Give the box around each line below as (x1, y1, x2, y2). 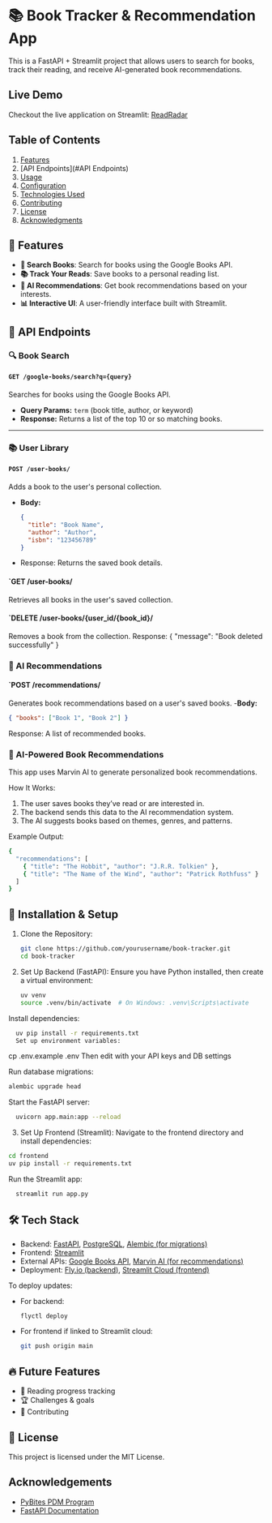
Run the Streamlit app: (8, 1173, 83, 1184)
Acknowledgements (8, 1475, 113, 1489)
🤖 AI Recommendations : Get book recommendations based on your (19, 281, 248, 290)
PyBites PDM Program (19, 1497, 95, 1507)
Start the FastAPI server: (8, 1097, 91, 1107)
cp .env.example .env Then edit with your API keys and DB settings (8, 1051, 232, 1061)
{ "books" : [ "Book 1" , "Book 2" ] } (8, 714, 129, 722)
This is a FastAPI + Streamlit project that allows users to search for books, (8, 56, 255, 66)
